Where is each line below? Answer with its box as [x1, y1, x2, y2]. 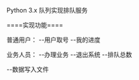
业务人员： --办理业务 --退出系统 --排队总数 [6, 51, 133, 58]
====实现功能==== [6, 21, 64, 29]
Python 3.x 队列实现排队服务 [6, 6, 88, 14]
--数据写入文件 [6, 65, 49, 73]
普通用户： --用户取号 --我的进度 [6, 35, 101, 44]
